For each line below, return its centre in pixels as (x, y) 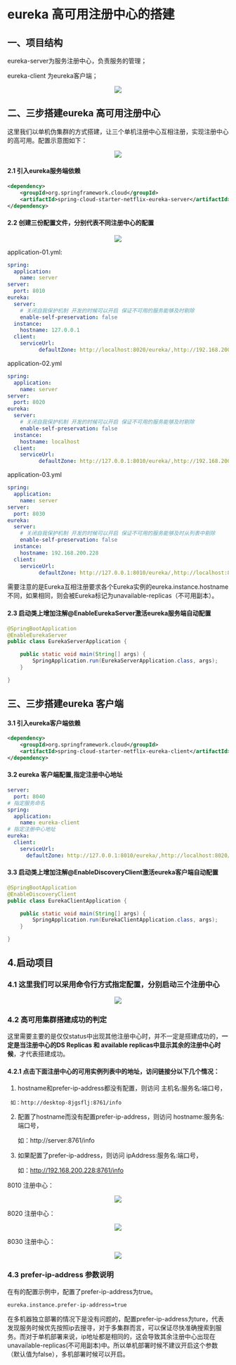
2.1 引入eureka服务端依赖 (44, 171)
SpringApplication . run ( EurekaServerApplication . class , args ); (125, 661)
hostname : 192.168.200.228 (59, 553)
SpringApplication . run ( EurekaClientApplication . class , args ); (125, 920)
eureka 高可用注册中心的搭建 (91, 14)
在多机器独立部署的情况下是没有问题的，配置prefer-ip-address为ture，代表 (116, 1319)
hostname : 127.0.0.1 (50, 330)
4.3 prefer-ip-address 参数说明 (61, 1275)
